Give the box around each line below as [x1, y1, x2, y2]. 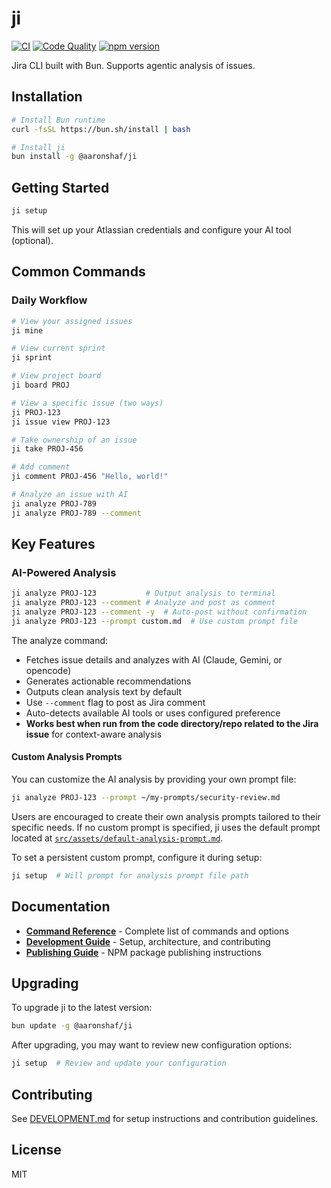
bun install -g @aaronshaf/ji [11, 152, 138, 162]
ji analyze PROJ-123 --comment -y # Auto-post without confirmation [11, 607, 308, 617]
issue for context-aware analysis [25, 728, 163, 740]
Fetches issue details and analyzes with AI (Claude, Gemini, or [25, 653, 283, 666]
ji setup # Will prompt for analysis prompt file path [11, 870, 249, 881]
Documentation [11, 898, 111, 916]
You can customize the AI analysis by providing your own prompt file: [11, 773, 297, 786]
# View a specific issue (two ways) [11, 398, 164, 408]
